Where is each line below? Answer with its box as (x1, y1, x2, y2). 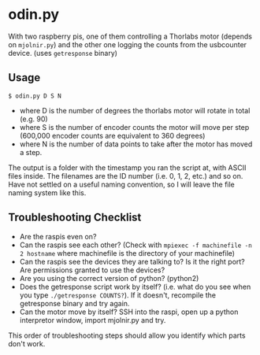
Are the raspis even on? (19, 231, 97, 241)
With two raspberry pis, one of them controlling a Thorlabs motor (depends (8, 31, 252, 41)
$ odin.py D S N (8, 92, 61, 100)
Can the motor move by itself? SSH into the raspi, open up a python (19, 307, 239, 316)
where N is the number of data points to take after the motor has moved (19, 139, 253, 149)
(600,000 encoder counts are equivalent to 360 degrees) (19, 131, 206, 140)
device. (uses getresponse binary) (8, 48, 118, 57)
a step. (19, 147, 43, 157)
